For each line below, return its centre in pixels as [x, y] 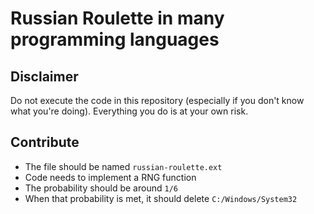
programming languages [115, 39]
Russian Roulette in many [117, 18]
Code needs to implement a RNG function [110, 177]
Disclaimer [44, 76]
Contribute [45, 142]
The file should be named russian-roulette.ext [123, 166]
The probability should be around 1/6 [101, 188]
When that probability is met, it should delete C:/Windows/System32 [161, 198]
